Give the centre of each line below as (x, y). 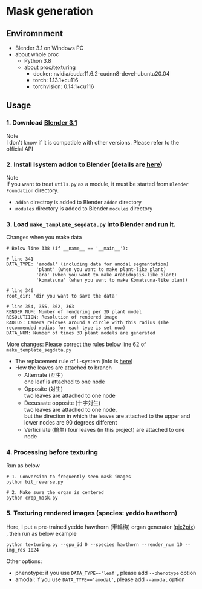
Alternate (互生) (44, 375)
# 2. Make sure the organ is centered (55, 492)
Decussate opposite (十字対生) (62, 403)
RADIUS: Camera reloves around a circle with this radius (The (88, 323)
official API (20, 149)
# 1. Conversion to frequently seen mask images (69, 477)
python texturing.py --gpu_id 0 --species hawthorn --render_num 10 (94, 545)
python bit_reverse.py (35, 482)
